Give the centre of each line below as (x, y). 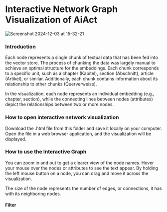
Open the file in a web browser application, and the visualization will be (78, 133)
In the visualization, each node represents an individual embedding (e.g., (80, 94)
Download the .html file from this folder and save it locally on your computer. (84, 128)
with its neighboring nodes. (33, 193)
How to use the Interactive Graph (46, 152)
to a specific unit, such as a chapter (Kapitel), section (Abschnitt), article (79, 73)
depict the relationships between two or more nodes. (60, 104)
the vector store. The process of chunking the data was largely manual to (81, 63)
